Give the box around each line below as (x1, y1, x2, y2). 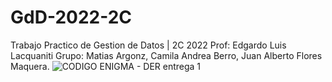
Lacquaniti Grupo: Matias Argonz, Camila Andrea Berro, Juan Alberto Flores (10, 49, 323, 61)
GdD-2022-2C (10, 6, 133, 29)
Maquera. (10, 60, 50, 72)
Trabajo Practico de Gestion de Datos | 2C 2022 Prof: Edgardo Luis (10, 39, 287, 51)
